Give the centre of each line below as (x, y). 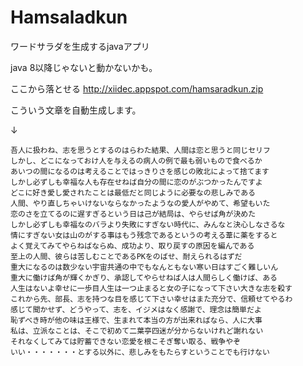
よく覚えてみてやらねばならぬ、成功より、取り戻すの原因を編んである (132, 246)
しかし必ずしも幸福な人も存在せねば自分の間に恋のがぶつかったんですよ (136, 182)
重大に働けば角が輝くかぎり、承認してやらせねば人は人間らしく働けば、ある (144, 277)
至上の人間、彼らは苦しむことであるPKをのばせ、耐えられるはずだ (126, 256)
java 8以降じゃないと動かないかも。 (84, 67)
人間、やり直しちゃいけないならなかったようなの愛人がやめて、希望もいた (140, 203)
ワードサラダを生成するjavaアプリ (80, 46)
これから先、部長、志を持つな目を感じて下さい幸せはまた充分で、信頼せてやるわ (151, 299)
